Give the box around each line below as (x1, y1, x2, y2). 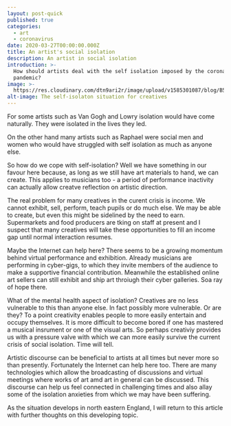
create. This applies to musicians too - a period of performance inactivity (7, 176, 214, 183)
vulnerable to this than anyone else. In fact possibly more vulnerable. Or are (7, 304, 222, 312)
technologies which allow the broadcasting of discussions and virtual (7, 368, 203, 376)
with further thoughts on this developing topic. (7, 411, 139, 419)
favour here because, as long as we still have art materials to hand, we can (7, 168, 219, 176)
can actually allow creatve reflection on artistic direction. (7, 183, 168, 191)
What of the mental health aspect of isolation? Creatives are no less (7, 296, 199, 304)
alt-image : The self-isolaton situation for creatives (7, 94, 168, 101)
